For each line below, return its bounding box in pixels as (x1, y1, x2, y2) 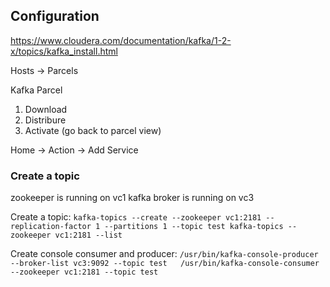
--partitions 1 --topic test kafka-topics (104, 222, 284, 232)
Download (24, 103, 68, 115)
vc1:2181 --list (54, 230, 123, 241)
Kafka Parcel (10, 84, 63, 96)
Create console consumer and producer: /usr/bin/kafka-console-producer (10, 248, 319, 260)
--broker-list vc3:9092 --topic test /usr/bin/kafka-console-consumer (10, 259, 320, 269)
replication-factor (10, 222, 92, 232)
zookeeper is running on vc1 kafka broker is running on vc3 (10, 192, 255, 204)
